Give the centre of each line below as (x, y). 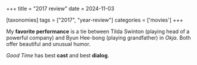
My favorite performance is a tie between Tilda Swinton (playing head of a (98, 31)
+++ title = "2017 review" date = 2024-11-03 (60, 9)
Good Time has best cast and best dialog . (58, 55)
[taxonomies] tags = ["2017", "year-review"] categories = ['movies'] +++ (95, 20)
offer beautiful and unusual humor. (48, 44)
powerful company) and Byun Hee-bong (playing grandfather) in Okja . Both (99, 38)
